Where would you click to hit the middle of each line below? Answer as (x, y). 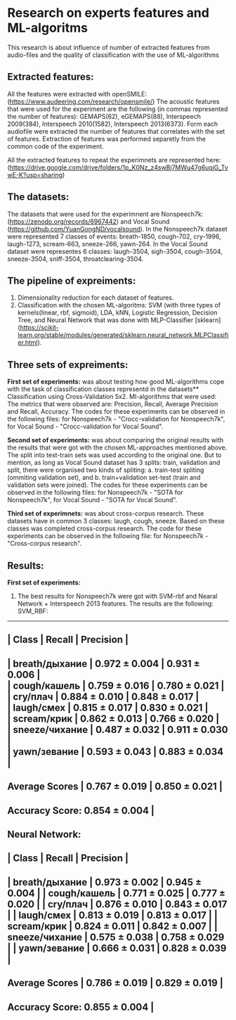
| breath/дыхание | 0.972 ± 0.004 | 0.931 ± (104, 664)
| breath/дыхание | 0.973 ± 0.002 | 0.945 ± (105, 882)
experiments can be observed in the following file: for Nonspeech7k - (108, 536)
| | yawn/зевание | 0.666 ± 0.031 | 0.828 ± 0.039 (117, 948)
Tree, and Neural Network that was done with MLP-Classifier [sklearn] (119, 320)
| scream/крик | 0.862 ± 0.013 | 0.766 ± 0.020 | (113, 719)
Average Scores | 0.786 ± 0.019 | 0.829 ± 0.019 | (115, 983)
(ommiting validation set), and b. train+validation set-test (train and (104, 478)
